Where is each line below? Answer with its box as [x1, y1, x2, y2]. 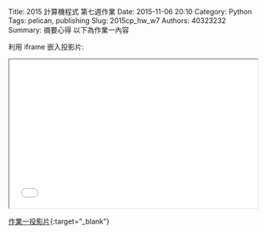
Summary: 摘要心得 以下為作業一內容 [8, 25, 129, 34]
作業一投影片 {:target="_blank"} [8, 217, 110, 226]
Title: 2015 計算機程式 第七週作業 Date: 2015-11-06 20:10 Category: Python [8, 7, 253, 16]
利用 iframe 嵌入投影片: [8, 42, 85, 52]
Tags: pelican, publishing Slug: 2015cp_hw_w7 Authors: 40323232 [8, 16, 226, 25]
